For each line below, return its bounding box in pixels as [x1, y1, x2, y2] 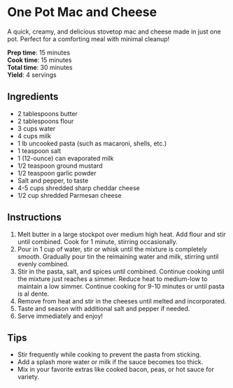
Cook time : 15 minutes [7, 55, 72, 64]
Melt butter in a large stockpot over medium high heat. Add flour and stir [17, 230, 226, 238]
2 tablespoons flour [17, 117, 74, 125]
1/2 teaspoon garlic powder [17, 168, 97, 177]
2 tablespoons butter [17, 109, 78, 117]
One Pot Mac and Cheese [7, 4, 157, 20]
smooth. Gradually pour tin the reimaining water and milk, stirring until [17, 252, 219, 261]
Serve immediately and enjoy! [17, 312, 104, 320]
